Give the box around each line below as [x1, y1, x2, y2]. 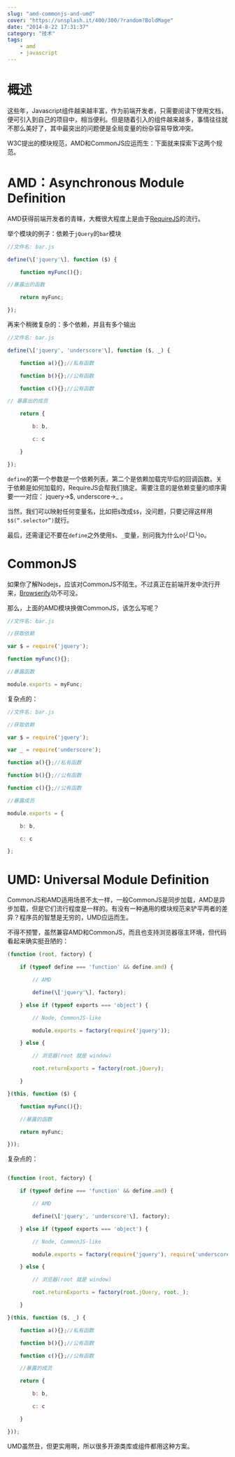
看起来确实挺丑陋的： [7, 937, 69, 945]
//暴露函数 [7, 668, 35, 675]
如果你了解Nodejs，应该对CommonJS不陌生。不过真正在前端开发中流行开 [7, 580, 221, 588]
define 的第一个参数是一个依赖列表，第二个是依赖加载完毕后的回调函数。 [7, 475, 216, 483]
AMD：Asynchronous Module [7, 175, 185, 190]
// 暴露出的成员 [7, 397, 48, 404]
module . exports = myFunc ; [7, 680, 83, 688]
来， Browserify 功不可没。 [7, 588, 82, 597]
